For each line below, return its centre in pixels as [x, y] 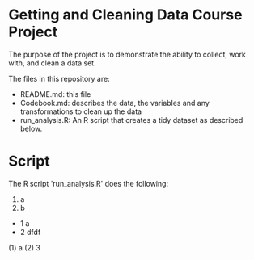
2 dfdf [30, 232]
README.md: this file [55, 94]
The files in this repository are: [59, 78]
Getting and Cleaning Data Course [125, 15]
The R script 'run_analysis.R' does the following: [88, 183]
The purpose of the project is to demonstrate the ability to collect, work [127, 54]
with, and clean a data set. [52, 63]
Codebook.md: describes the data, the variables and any [115, 103]
